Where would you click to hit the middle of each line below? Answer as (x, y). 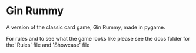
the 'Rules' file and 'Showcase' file (48, 45)
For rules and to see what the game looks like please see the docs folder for (98, 38)
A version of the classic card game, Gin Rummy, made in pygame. (86, 27)
